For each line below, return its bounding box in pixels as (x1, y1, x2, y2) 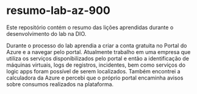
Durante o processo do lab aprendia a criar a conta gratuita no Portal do (6, 42, 187, 49)
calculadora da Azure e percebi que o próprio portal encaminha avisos (6, 74, 184, 81)
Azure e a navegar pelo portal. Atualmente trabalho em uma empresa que (6, 48, 191, 55)
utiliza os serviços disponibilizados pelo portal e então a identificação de (6, 55, 189, 62)
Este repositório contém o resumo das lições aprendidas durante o (6, 24, 174, 31)
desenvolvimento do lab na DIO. (6, 30, 87, 37)
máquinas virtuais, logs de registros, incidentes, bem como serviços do (6, 61, 186, 69)
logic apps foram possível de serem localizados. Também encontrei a (6, 67, 181, 75)
